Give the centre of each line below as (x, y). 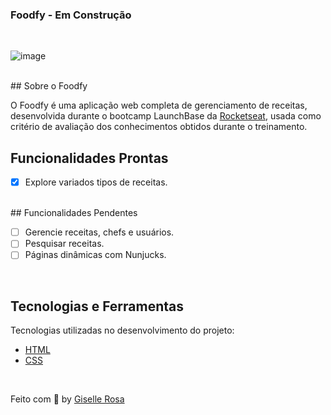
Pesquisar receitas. (64, 244)
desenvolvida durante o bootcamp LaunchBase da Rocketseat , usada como (166, 116)
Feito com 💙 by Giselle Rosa (67, 399)
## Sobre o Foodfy (49, 86)
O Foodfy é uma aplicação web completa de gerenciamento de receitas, (159, 105)
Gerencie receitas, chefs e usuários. (99, 232)
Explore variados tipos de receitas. (96, 182)
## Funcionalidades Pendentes (74, 213)
